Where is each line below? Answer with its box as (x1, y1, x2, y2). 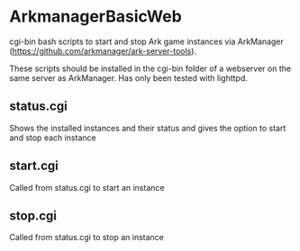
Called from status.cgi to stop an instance (9, 232, 165, 243)
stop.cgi (9, 208, 57, 223)
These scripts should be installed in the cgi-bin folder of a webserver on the (9, 63, 291, 74)
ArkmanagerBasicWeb (9, 6, 182, 27)
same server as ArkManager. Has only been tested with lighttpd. (9, 72, 248, 83)
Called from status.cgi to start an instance (9, 182, 165, 193)
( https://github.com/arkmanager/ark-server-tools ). (9, 45, 196, 56)
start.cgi (9, 158, 59, 174)
